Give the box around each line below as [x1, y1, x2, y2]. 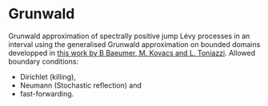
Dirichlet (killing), [19, 72, 76, 81]
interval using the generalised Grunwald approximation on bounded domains [8, 39, 261, 49]
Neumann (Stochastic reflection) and [19, 80, 142, 90]
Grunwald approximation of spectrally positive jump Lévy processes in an [8, 31, 250, 41]
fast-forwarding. [19, 88, 74, 98]
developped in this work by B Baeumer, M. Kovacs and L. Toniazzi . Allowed [8, 48, 256, 57]
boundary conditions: [8, 57, 78, 66]
